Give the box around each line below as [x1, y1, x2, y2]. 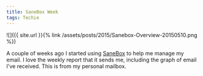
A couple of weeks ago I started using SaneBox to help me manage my [6, 49, 184, 57]
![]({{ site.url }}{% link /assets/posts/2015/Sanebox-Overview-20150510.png [6, 31, 198, 38]
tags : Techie [6, 15, 40, 21]
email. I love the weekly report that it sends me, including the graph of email [6, 56, 197, 63]
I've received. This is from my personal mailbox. [6, 62, 127, 70]
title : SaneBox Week [6, 9, 59, 15]
